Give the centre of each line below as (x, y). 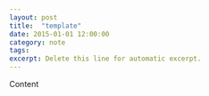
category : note (38, 42)
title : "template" (46, 26)
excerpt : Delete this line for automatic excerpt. (105, 59)
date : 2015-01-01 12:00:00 (59, 34)
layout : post (33, 17)
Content (24, 84)
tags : (19, 51)
